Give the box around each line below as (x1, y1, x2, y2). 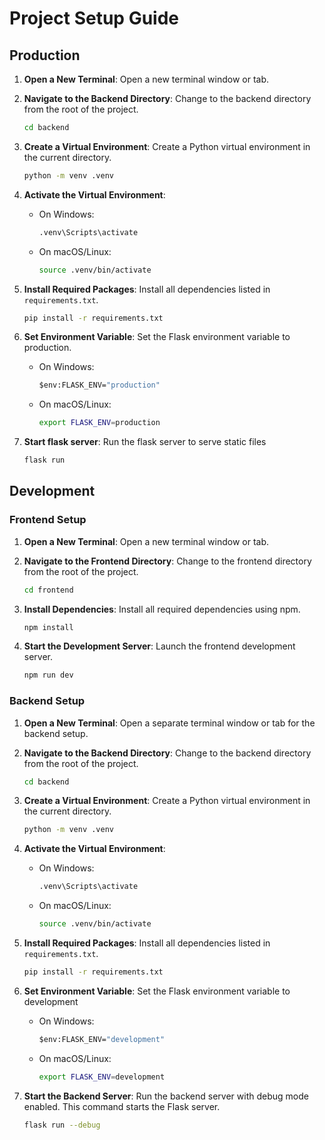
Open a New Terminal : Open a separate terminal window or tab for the (23, 717, 316, 729)
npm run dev (23, 670, 74, 681)
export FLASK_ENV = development (38, 1072, 166, 1082)
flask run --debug (23, 1120, 101, 1130)
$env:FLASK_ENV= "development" (38, 1034, 166, 1044)
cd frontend (23, 585, 74, 595)
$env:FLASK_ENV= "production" (38, 380, 161, 391)
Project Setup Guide (9, 7, 180, 30)
